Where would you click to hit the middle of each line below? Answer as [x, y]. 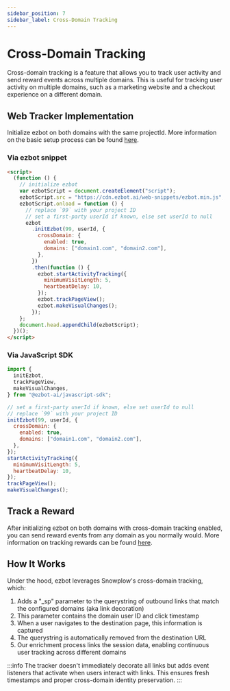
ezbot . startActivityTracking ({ [82, 274]
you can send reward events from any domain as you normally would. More [113, 535]
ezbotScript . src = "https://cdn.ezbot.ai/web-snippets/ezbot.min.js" [121, 197]
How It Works [37, 564]
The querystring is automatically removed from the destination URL [112, 638]
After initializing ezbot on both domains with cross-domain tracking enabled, [115, 528]
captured [30, 630]
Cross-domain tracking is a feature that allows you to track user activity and [114, 73]
